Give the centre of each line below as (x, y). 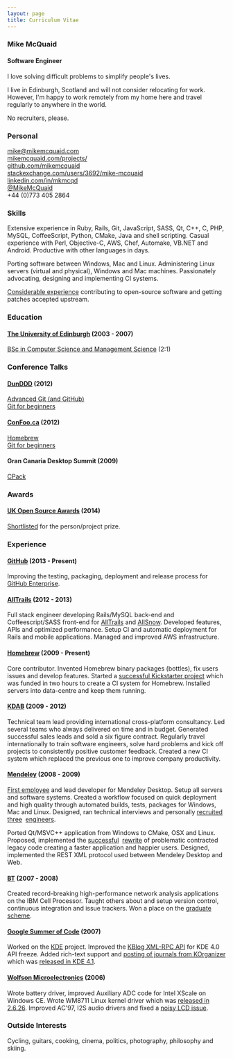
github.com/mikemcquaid (44, 165)
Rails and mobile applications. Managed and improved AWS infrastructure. (113, 637)
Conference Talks (37, 367)
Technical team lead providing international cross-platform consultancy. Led (116, 721)
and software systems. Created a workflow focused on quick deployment (112, 797)
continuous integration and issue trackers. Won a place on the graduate (109, 909)
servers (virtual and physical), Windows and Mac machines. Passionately (112, 271)
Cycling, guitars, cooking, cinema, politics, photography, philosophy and (110, 1040)
